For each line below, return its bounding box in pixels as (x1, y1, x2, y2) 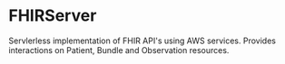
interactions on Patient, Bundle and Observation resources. (8, 44, 230, 55)
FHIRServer (8, 5, 97, 26)
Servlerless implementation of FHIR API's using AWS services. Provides (8, 35, 276, 46)
